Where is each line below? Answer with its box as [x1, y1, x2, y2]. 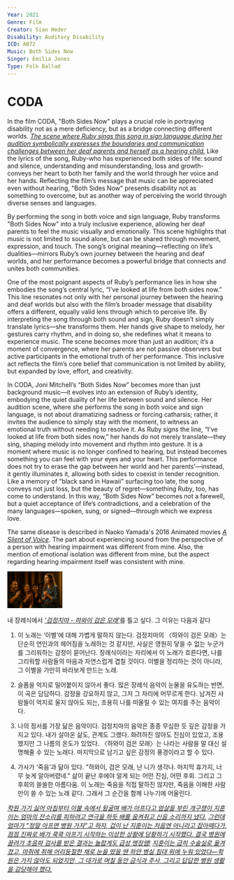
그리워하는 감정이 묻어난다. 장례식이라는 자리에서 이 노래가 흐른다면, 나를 [24, 648, 223, 656]
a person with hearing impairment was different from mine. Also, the [7, 542, 204, 551]
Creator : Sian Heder [7, 26, 68, 33]
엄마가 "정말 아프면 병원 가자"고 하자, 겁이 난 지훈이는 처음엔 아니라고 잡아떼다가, [7, 821, 227, 830]
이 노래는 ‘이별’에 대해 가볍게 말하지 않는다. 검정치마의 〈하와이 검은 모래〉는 [17, 630, 227, 639]
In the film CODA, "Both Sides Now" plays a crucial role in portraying [7, 117, 205, 125]
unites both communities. [7, 264, 80, 273]
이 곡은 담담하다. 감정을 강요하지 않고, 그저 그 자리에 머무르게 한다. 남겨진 [17, 689, 217, 698]
